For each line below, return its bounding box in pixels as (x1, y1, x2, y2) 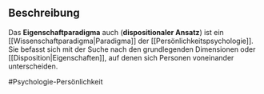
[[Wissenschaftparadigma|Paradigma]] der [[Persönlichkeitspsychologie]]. (8, 36, 254, 45)
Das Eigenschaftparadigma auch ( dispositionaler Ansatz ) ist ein (8, 27, 224, 37)
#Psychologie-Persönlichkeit (8, 76, 103, 86)
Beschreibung (8, 6, 80, 20)
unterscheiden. (8, 61, 58, 71)
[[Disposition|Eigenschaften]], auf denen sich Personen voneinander (8, 53, 234, 62)
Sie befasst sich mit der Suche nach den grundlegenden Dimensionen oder (8, 44, 256, 54)
